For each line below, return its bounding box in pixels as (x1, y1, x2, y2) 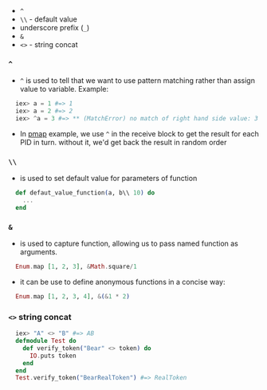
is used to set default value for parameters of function (19, 174, 198, 183)
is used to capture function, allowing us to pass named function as (19, 238, 239, 249)
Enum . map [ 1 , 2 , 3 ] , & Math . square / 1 (15, 262, 137, 271)
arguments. (19, 247, 58, 257)
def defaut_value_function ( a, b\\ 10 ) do (15, 189, 155, 197)
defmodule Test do (15, 337, 77, 345)
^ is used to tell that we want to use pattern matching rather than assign (19, 76, 255, 85)
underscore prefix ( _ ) (19, 23, 90, 32)
